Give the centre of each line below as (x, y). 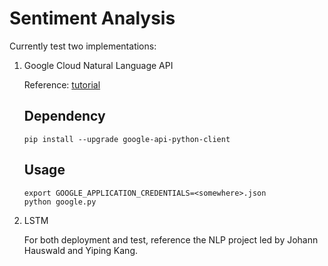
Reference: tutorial (62, 84)
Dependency (64, 116)
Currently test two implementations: (83, 46)
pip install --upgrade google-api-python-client (127, 139)
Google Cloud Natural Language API (98, 65)
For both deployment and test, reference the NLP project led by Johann (171, 239)
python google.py (60, 202)
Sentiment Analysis (92, 18)
